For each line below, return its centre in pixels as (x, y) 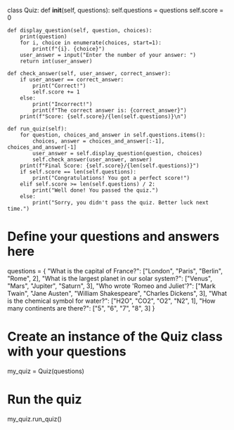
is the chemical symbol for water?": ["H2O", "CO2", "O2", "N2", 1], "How (111, 301)
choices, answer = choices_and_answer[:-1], (99, 141)
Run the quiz (45, 399)
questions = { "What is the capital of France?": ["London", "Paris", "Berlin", (115, 271)
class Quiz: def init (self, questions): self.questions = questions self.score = (116, 10)
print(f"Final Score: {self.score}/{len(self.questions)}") (110, 166)
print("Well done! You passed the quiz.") (96, 190)
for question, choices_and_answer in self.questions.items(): (113, 135)
